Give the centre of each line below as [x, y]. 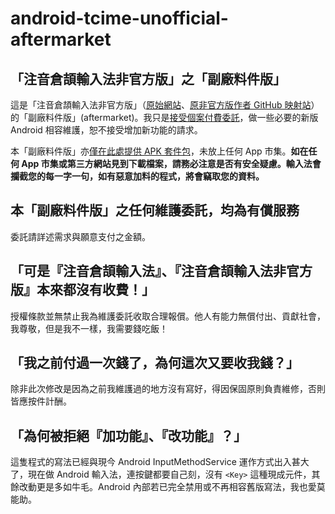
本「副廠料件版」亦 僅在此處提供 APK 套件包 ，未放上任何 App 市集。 [151, 151]
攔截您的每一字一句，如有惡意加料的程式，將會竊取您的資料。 [137, 176]
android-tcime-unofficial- [119, 18]
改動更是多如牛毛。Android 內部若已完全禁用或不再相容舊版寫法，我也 [163, 487]
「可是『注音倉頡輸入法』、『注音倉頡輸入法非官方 [161, 271]
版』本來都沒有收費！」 [82, 290]
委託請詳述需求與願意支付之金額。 [80, 236]
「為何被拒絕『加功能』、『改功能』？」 [128, 435]
